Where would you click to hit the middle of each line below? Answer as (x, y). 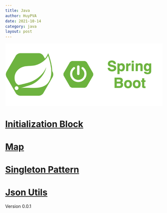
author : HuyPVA (21, 16)
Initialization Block (44, 124)
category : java (21, 26)
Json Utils (26, 193)
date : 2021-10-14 (23, 21)
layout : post (19, 32)
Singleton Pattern (42, 170)
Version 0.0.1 (18, 207)
